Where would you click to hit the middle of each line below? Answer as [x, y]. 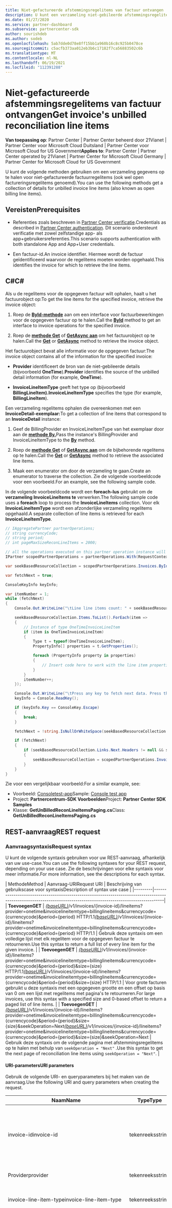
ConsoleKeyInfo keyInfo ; [32, 584]
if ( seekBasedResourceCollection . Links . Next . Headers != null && [94, 750]
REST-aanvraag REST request [53, 832]
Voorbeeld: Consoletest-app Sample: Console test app [70, 794]
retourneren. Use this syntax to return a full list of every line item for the [80, 944]
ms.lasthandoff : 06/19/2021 [35, 63]
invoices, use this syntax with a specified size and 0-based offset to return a [86, 999]
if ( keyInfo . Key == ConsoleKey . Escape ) [57, 708]
